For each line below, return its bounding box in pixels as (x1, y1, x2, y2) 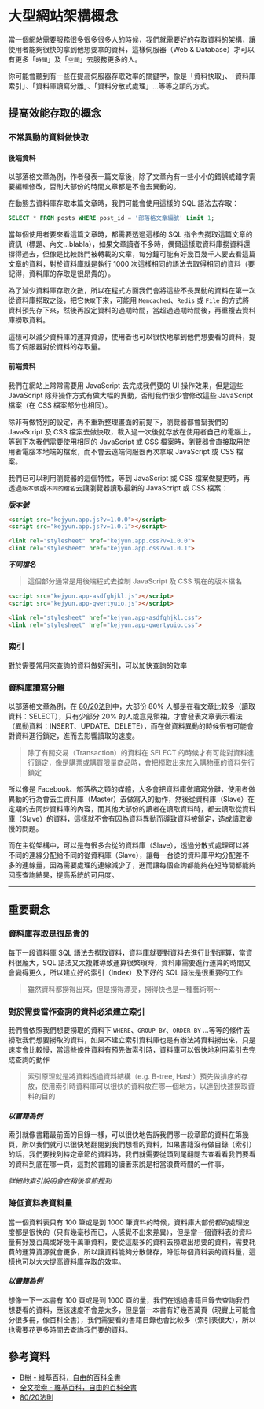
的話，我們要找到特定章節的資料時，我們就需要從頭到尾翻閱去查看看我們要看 (8, 1150, 256, 1159)
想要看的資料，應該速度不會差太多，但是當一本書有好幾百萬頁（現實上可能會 (8, 1305, 256, 1314)
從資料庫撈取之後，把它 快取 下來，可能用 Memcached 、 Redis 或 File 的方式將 (8, 296, 250, 305)
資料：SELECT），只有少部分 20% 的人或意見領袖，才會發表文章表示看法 (8, 711, 243, 721)
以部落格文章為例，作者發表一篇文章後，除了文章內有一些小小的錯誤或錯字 (8, 172, 249, 181)
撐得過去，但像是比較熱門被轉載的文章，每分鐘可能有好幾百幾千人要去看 (8, 249, 242, 259)
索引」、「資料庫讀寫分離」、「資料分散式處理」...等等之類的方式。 (8, 80, 214, 91)
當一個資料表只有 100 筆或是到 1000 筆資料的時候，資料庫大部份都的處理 (8, 1217, 244, 1227)
